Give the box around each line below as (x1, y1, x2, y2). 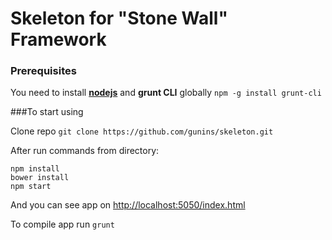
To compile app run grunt (10, 218, 115, 231)
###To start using (10, 106, 84, 118)
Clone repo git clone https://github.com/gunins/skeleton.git (10, 125, 274, 137)
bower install (10, 173, 70, 183)
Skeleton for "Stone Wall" (10, 7, 228, 30)
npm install (10, 164, 60, 174)
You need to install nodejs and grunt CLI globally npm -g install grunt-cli (10, 87, 322, 99)
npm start (10, 182, 52, 192)
